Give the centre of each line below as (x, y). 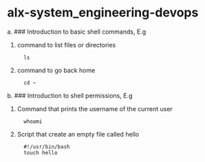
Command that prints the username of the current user (95, 108)
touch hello (41, 152)
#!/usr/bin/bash (47, 147)
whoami (33, 121)
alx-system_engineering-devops (103, 13)
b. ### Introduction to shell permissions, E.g (70, 95)
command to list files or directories (66, 45)
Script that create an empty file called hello (78, 134)
